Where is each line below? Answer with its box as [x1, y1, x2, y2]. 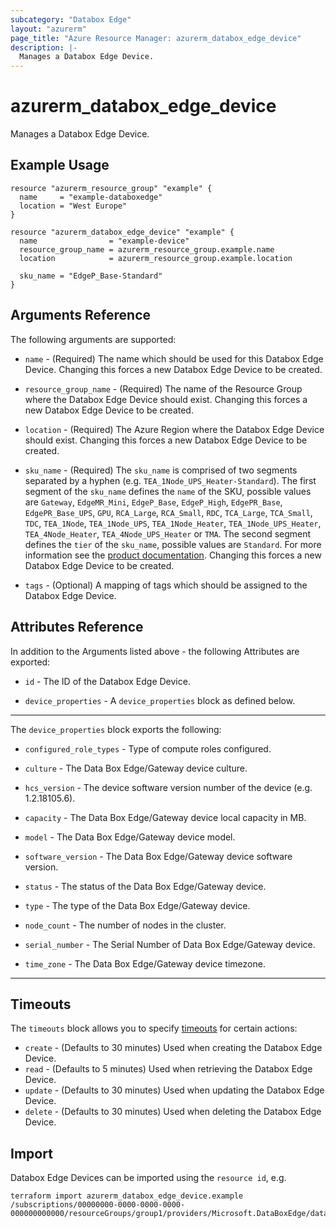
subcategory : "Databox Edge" [10, 14, 132, 25]
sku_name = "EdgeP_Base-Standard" [19, 271, 163, 281]
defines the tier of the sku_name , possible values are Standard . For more [24, 538, 322, 550]
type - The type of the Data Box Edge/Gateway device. [24, 899, 251, 911]
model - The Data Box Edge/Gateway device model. [24, 831, 236, 843]
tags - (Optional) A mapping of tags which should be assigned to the [24, 579, 308, 591]
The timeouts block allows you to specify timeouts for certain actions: [10, 1022, 298, 1035]
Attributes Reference [10, 619, 144, 636]
